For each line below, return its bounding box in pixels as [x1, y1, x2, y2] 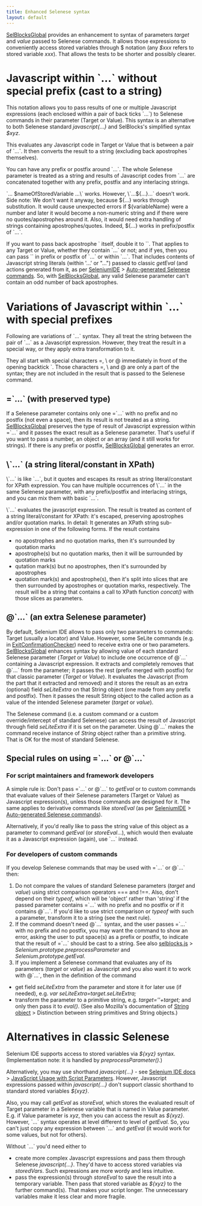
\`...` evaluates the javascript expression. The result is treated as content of [6, 506, 192, 513]
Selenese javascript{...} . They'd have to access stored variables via [14, 1161, 182, 1168]
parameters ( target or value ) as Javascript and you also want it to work [14, 965, 191, 972]
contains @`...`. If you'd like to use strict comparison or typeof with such [14, 908, 194, 915]
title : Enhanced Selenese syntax [6, 8, 90, 15]
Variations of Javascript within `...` [6, 300, 183, 313]
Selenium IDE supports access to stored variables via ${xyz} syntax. [6, 1050, 176, 1057]
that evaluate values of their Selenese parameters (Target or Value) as [6, 791, 180, 799]
